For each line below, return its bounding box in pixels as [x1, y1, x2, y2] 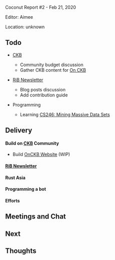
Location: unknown [5, 24, 45, 30]
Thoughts [5, 246, 37, 255]
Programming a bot [5, 186, 46, 192]
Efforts [5, 197, 20, 203]
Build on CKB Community [5, 140, 59, 146]
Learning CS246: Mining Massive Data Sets [20, 111, 110, 118]
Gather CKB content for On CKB [20, 67, 86, 73]
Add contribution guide [20, 92, 68, 98]
